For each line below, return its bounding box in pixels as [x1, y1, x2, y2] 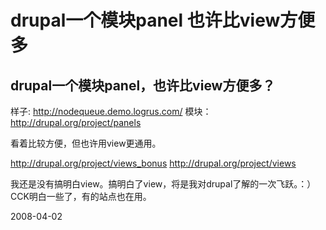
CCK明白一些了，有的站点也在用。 [10, 191, 152, 202]
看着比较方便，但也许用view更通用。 [10, 137, 162, 149]
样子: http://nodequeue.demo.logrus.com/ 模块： [10, 106, 212, 117]
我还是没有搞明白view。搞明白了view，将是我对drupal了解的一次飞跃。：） [10, 178, 317, 190]
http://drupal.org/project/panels [10, 117, 142, 128]
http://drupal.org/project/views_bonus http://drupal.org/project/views [10, 157, 297, 169]
